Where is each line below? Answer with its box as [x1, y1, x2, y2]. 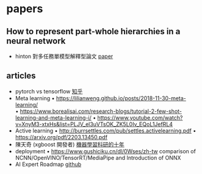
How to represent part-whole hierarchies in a [6, 26, 181, 37]
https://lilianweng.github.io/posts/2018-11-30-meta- [56, 94, 186, 102]
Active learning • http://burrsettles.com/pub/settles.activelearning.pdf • [15, 127, 197, 134]
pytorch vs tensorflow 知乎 [15, 87, 83, 95]
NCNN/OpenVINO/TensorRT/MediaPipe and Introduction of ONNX [15, 154, 181, 161]
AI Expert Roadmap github [15, 161, 82, 168]
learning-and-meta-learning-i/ [15, 114, 92, 121]
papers [6, 2, 43, 16]
